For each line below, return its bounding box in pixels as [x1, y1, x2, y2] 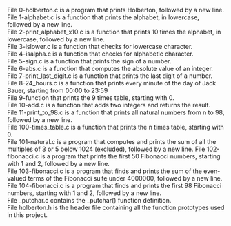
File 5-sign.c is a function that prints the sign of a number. [7, 57, 172, 65]
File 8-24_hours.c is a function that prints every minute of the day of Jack [7, 79, 217, 87]
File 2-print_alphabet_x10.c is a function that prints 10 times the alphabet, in [7, 28, 221, 36]
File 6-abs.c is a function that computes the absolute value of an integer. [7, 65, 214, 72]
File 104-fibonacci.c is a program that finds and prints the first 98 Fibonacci [7, 182, 222, 189]
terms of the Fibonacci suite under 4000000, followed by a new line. [28, 174, 223, 182]
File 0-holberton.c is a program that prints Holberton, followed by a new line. [7, 6, 225, 14]
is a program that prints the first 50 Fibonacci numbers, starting [40, 152, 221, 161]
